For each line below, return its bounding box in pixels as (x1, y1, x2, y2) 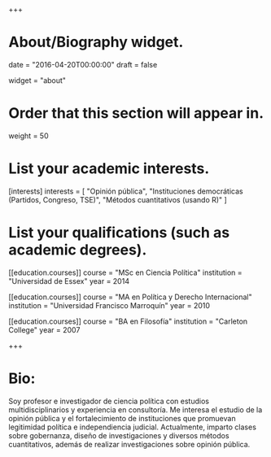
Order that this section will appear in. (8, 104, 264, 123)
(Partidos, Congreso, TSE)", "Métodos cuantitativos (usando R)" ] (8, 194, 228, 204)
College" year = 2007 (8, 324, 81, 334)
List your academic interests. (8, 159, 210, 178)
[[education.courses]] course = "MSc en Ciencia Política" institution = (8, 268, 243, 277)
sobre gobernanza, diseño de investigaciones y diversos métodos (8, 430, 229, 440)
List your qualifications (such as (8, 224, 230, 242)
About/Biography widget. (8, 33, 184, 51)
